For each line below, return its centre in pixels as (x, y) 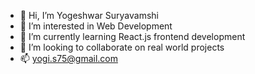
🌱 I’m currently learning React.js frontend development (132, 36)
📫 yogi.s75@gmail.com (68, 58)
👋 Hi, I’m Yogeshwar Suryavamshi (89, 15)
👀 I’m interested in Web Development (96, 26)
